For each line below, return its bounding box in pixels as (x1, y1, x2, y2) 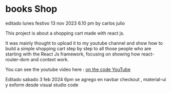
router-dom (5, 56, 30, 62)
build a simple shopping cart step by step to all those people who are (5, 45, 151, 51)
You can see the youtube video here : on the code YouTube (5, 66, 131, 72)
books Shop (5, 3, 58, 15)
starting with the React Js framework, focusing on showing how (5, 51, 140, 57)
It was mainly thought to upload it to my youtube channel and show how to (5, 40, 163, 46)
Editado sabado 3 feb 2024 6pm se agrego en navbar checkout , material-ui (5, 76, 166, 82)
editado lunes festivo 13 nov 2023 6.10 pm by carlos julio (5, 20, 125, 26)
